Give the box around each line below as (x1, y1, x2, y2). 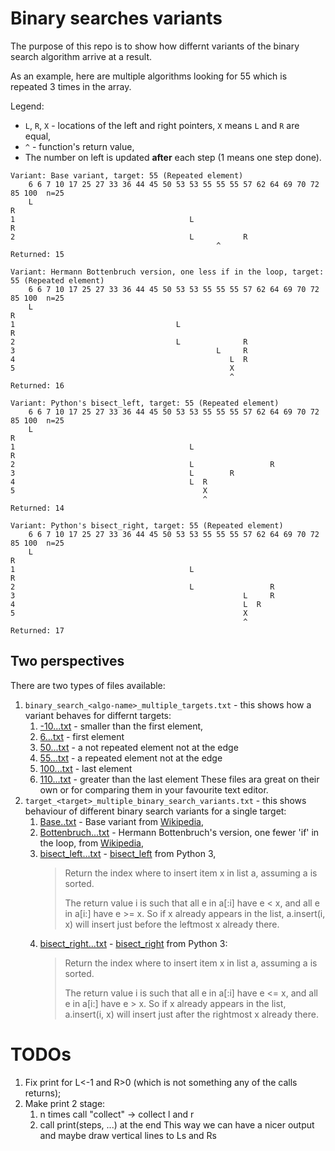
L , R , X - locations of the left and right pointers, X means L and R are (24, 119, 300, 131)
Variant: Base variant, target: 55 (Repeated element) (10, 170, 244, 181)
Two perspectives (10, 653, 125, 670)
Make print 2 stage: (24, 1097, 106, 1109)
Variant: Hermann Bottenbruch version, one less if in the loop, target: (10, 267, 325, 277)
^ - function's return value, (24, 140, 135, 152)
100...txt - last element (39, 762, 133, 774)
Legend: (10, 100, 45, 112)
